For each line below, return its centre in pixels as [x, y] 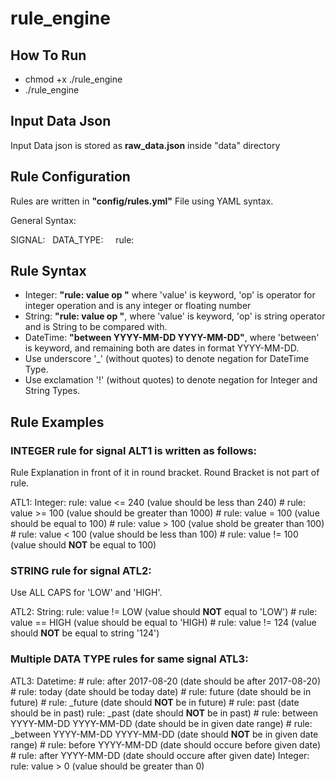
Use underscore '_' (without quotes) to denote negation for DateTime [167, 359]
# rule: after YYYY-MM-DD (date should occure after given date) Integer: [160, 755]
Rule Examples [57, 422]
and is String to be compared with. [96, 327]
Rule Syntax [48, 271]
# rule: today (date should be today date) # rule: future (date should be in [161, 691]
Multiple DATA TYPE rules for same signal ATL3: [129, 659]
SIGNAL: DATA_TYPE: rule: [72, 239]
